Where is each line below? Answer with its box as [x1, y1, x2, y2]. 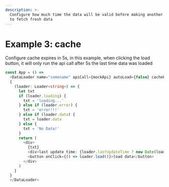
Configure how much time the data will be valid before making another [10, 12, 163, 17]
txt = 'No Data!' [23, 126, 59, 131]
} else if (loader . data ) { [18, 112, 75, 117]
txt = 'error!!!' [23, 108, 59, 113]
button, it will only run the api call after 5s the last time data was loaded [5, 60, 153, 66]
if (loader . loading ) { [18, 93, 66, 99]
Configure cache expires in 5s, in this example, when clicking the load [5, 55, 150, 61]
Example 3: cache [5, 38, 81, 50]
